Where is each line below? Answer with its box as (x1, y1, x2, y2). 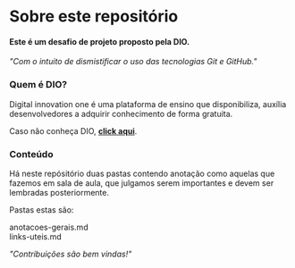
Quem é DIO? (9, 79, 68, 91)
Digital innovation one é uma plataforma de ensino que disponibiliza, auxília (9, 98, 287, 109)
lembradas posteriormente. (9, 187, 110, 197)
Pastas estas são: (9, 204, 74, 215)
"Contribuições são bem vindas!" (9, 248, 132, 259)
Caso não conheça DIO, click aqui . (9, 125, 138, 136)
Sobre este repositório (9, 6, 179, 27)
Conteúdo (9, 147, 54, 160)
